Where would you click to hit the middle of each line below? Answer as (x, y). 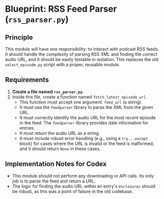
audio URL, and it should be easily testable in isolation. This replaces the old (82, 59)
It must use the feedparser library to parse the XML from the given (86, 107)
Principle (19, 37)
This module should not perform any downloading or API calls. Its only (83, 176)
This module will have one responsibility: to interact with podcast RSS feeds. (82, 49)
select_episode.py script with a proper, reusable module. (63, 65)
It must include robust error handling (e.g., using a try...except (84, 138)
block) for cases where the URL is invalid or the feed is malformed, (87, 143)
